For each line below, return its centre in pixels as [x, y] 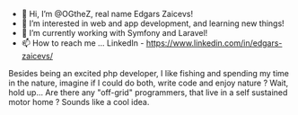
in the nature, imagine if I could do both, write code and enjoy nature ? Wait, [149, 83]
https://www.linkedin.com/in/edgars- [214, 43]
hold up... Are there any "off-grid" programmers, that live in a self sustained [148, 93]
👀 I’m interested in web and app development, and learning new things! [153, 23]
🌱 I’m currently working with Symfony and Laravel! [114, 33]
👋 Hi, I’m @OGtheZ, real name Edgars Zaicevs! [107, 14]
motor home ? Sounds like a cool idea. [79, 102]
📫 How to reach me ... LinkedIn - [83, 43]
